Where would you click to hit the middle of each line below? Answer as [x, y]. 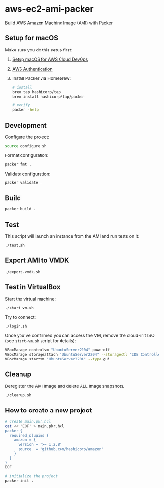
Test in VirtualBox [33, 287]
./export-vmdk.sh [23, 272]
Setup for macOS [32, 38]
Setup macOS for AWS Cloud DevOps [50, 59]
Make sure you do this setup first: [39, 50]
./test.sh [15, 245]
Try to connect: [20, 317]
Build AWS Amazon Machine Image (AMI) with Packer [59, 23]
